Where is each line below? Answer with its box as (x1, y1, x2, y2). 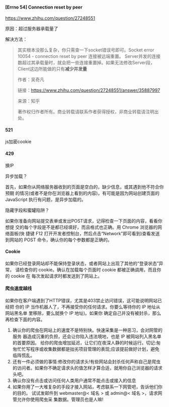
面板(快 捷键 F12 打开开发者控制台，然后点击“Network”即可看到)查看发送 (9, 230, 160, 236)
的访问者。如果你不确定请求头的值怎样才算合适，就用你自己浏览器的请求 (12, 365, 162, 371)
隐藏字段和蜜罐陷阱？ (5, 207, 49, 213)
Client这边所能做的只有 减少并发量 (17, 66, 87, 72)
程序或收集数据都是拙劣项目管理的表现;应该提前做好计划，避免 (30, 346, 160, 352)
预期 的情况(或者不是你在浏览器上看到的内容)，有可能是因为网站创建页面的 (5, 190, 160, 196)
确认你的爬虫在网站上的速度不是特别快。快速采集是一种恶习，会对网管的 (12, 327, 162, 333)
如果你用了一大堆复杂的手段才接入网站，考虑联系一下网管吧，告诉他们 (12, 384, 158, 390)
